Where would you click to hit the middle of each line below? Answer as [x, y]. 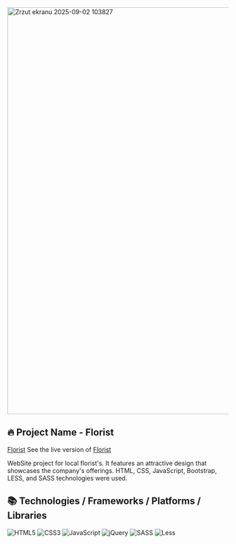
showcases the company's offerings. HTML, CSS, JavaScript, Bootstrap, [112, 470]
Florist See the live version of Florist [59, 449]
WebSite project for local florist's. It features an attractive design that [107, 463]
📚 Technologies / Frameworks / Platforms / [104, 501]
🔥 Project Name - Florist [61, 432]
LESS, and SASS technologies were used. [67, 478]
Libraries [27, 515]
